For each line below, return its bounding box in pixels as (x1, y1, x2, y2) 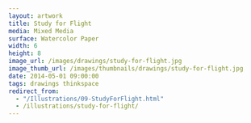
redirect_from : (8, 87, 60, 95)
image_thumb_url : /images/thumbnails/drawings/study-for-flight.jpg (8, 65, 244, 73)
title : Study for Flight (8, 19, 92, 28)
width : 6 (8, 42, 38, 50)
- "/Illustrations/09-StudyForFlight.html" (15, 95, 164, 103)
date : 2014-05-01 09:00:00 (8, 72, 99, 80)
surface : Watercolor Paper (8, 34, 99, 43)
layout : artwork (8, 11, 63, 20)
